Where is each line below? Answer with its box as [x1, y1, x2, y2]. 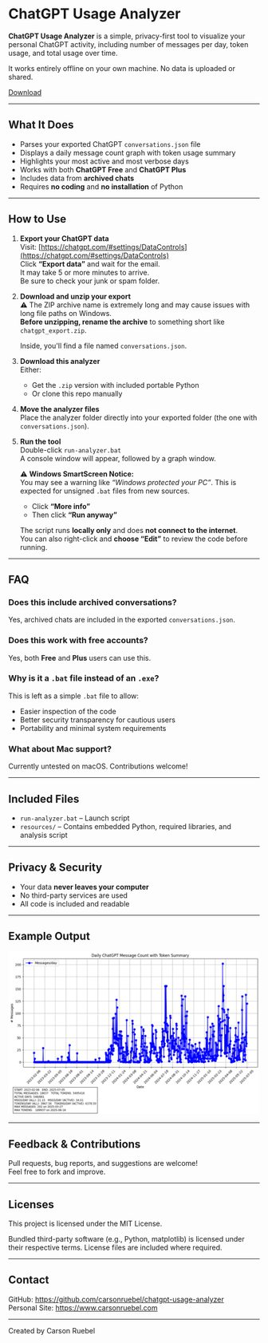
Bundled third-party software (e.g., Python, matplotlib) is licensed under [8, 1234, 245, 1244]
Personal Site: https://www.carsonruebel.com [8, 1302, 158, 1313]
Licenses [8, 1198, 54, 1211]
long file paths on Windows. [19, 308, 112, 318]
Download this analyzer [19, 356, 100, 365]
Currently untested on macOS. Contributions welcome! [8, 761, 189, 771]
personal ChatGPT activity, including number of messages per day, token [8, 39, 249, 49]
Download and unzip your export [19, 291, 132, 301]
